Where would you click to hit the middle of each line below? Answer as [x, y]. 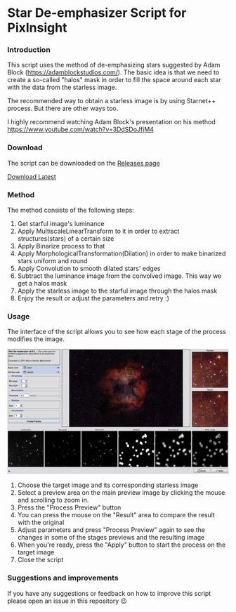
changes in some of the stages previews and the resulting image [111, 538]
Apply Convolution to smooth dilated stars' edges [89, 269]
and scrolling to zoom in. [53, 500]
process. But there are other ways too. [63, 108]
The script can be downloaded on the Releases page [84, 163]
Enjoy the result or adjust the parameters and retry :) [93, 298]
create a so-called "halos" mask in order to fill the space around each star [114, 80]
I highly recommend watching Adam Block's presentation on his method [111, 122]
